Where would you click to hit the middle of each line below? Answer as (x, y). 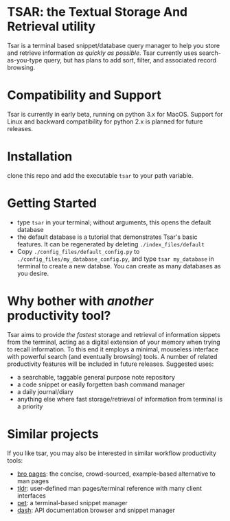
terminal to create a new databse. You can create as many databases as (119, 266)
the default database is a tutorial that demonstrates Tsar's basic (107, 237)
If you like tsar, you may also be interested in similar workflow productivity (112, 453)
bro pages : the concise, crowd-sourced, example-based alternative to (116, 474)
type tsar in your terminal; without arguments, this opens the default (114, 222)
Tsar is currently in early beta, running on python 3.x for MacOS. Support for (115, 114)
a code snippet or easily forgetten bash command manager (101, 384)
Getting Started (52, 203)
